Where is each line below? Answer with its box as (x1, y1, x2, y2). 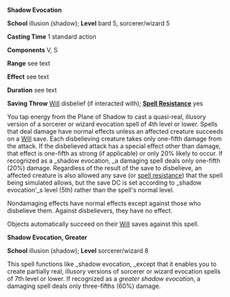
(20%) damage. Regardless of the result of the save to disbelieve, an (7, 164, 202, 172)
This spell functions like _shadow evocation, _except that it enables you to (7, 260, 217, 268)
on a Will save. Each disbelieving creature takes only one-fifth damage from (7, 134, 222, 143)
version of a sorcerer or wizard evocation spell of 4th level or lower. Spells (7, 120, 218, 128)
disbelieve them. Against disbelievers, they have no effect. (7, 207, 173, 214)
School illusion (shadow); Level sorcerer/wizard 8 (7, 247, 149, 254)
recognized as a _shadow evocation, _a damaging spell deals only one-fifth (7, 156, 220, 165)
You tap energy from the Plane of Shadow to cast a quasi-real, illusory (7, 113, 207, 121)
